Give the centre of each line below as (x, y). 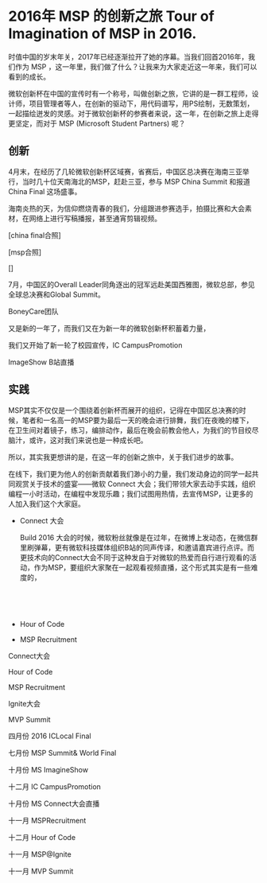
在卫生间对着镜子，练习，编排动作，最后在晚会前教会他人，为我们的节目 (126, 430)
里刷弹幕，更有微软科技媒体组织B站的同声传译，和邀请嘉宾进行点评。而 (137, 547)
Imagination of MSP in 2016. (103, 34)
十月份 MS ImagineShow (48, 769)
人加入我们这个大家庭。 (46, 504)
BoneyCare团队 (33, 311)
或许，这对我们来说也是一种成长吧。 (88, 440)
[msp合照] (25, 252)
